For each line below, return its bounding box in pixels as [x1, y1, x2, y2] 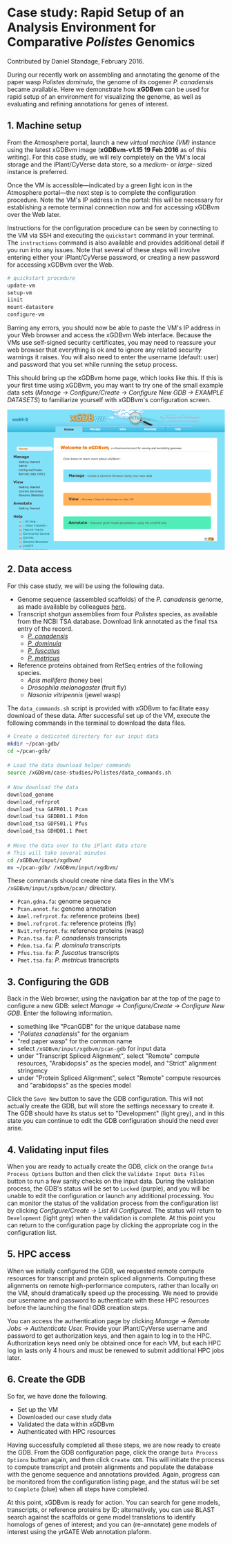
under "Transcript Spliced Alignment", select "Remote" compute [17, 1052, 200, 1060]
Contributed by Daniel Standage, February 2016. [7, 57, 144, 65]
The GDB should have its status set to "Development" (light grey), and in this [7, 1109, 224, 1117]
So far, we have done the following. [7, 1392, 108, 1400]
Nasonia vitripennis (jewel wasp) [27, 690, 122, 699]
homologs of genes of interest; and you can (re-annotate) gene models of [7, 1520, 217, 1528]
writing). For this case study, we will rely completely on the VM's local [7, 153, 206, 161]
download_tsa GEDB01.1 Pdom [7, 813, 88, 820]
